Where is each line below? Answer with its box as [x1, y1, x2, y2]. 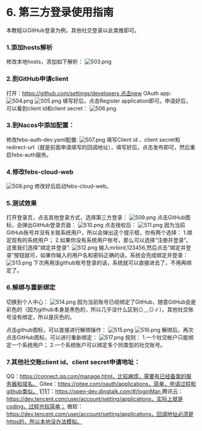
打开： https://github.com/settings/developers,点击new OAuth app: [6, 89, 172, 97]
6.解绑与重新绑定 [6, 283, 56, 292]
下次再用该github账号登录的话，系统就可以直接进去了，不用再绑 [33, 259, 192, 266]
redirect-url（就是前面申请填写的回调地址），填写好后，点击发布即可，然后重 [6, 143, 196, 151]
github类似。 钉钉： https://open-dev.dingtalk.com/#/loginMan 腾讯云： [6, 388, 184, 395]
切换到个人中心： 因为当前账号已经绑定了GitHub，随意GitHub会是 [6, 298, 197, 305]
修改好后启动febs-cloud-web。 [34, 182, 112, 190]
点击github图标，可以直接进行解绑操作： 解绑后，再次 [6, 326, 194, 333]
